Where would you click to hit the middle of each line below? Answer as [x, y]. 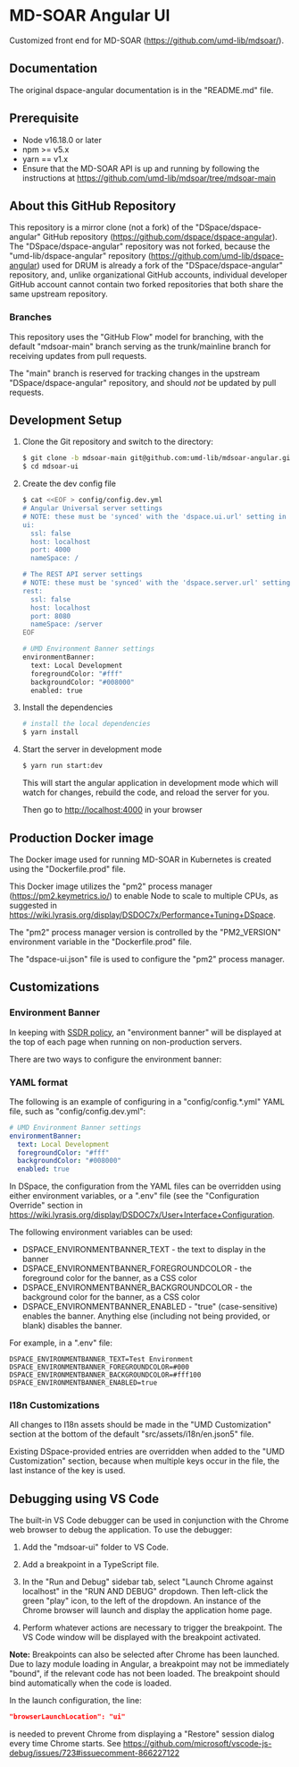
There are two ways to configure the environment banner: [116, 1059]
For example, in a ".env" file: [61, 1343]
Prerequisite [44, 119]
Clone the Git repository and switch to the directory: [118, 442]
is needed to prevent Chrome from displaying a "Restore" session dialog [142, 1734]
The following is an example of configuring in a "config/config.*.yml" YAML [147, 1101]
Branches [30, 317]
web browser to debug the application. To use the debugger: [121, 1530]
